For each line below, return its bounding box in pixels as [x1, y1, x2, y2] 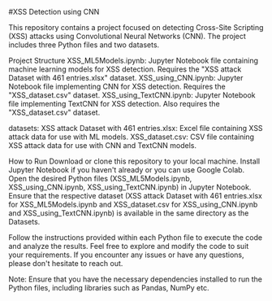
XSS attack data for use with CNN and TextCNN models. [8, 141, 197, 150]
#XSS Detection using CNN [8, 7, 100, 16]
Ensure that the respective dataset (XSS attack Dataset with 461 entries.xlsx [8, 191, 262, 200]
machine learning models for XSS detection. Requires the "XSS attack [8, 64, 242, 74]
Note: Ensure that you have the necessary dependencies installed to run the [8, 274, 262, 284]
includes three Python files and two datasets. [8, 40, 160, 50]
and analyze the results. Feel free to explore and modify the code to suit [8, 242, 249, 251]
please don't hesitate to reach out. [8, 259, 123, 268]
